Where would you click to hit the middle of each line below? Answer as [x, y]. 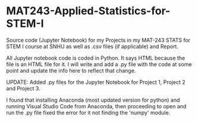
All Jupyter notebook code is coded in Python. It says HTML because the [96, 58]
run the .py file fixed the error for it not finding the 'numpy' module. [88, 112]
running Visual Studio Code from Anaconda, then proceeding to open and [96, 106]
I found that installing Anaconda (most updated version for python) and [93, 100]
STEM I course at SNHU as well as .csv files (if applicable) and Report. [92, 46]
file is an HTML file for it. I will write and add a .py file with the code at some [99, 64]
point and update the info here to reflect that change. [71, 70]
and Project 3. [23, 88]
